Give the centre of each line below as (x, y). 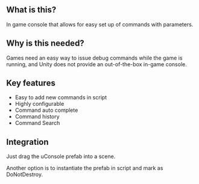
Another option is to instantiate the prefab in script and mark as (85, 168)
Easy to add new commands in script (61, 97)
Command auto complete (46, 110)
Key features (31, 83)
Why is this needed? (45, 44)
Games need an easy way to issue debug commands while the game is (94, 58)
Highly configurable (39, 104)
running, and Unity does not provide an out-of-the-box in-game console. (96, 64)
